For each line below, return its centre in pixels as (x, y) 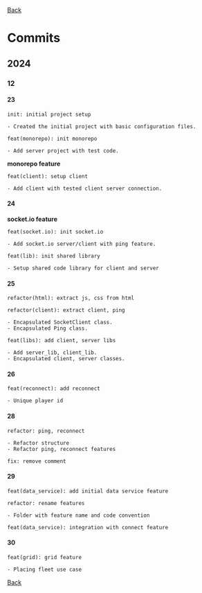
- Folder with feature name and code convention (79, 515)
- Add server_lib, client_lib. (52, 353)
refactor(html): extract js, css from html (71, 298)
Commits (34, 38)
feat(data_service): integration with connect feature (88, 527)
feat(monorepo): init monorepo (52, 139)
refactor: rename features (46, 503)
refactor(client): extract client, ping (66, 310)
